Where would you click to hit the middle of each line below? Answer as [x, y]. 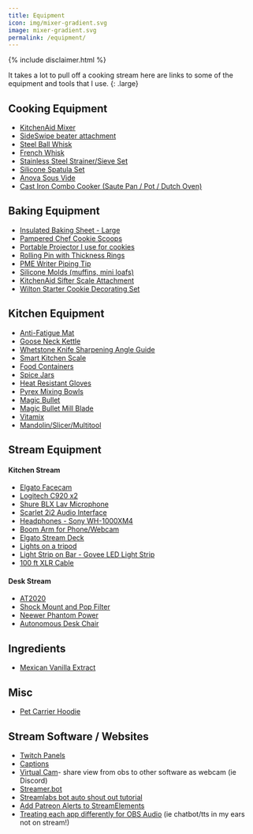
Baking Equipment [54, 211]
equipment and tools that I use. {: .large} [74, 84]
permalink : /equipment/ [47, 38]
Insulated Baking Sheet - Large [70, 230]
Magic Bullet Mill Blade [57, 408]
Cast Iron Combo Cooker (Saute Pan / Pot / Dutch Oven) [111, 186]
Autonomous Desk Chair [59, 624]
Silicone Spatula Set [52, 170]
